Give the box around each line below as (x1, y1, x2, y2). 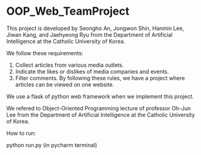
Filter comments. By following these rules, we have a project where (15, 74, 185, 81)
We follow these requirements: (6, 49, 84, 56)
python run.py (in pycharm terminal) (6, 141, 97, 148)
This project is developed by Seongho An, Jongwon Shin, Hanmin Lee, (6, 25, 184, 32)
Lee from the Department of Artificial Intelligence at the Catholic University (6, 111, 195, 118)
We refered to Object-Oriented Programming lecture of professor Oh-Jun (6, 104, 191, 112)
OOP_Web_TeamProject (6, 4, 130, 18)
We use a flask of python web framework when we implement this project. (6, 93, 194, 100)
